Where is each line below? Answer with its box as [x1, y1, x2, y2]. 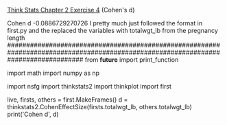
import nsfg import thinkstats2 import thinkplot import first [7, 82, 171, 90]
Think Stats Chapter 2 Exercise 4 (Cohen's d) [7, 6, 135, 14]
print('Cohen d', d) [7, 110, 60, 118]
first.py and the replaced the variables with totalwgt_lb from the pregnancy [7, 27, 218, 34]
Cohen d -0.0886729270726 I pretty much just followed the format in [7, 19, 203, 27]
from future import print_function [84, 56, 179, 64]
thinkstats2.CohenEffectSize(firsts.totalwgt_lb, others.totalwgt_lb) [7, 103, 192, 111]
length [7, 34, 25, 42]
